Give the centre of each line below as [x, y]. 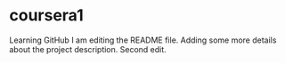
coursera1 [47, 16]
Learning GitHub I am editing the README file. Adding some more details [143, 40]
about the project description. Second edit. [88, 49]
